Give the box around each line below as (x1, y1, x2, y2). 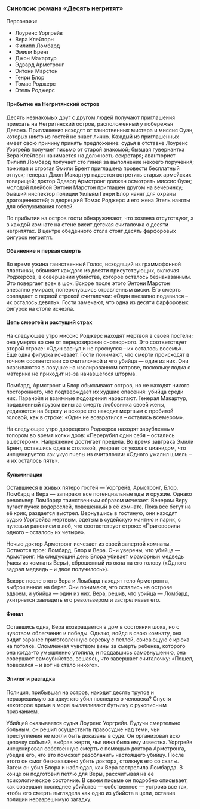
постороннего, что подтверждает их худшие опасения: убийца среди (6, 388, 184, 395)
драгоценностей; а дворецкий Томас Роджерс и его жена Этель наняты (6, 196, 191, 204)
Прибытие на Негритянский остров (6, 100, 100, 107)
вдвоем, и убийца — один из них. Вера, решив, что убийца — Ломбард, (6, 590, 190, 597)
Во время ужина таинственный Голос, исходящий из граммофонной (6, 260, 181, 268)
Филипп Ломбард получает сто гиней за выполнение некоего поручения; (6, 158, 194, 165)
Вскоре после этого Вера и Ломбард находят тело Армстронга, (6, 577, 170, 584)
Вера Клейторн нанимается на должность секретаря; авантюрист (6, 152, 176, 159)
